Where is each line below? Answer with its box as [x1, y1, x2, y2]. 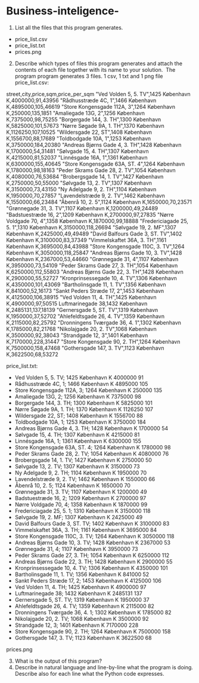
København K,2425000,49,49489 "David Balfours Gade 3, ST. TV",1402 [6, 230, 182, 237]
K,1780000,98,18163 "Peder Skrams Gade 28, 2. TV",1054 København [6, 166, 176, 174]
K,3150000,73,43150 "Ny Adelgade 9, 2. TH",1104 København [6, 185, 157, 192]
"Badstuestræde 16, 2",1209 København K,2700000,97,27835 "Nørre [6, 211, 174, 218]
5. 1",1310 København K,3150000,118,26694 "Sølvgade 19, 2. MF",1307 [6, 223, 177, 231]
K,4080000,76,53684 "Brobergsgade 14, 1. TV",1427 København [6, 173, 164, 180]
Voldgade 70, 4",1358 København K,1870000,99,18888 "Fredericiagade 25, [6, 217, 189, 225]
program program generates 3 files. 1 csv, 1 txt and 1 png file [14, 72, 163, 79]
